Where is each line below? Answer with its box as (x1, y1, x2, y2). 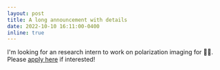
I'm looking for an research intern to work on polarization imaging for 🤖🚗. (7, 48, 213, 56)
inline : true (7, 29, 45, 36)
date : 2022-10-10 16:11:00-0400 (7, 23, 100, 30)
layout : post (7, 10, 45, 17)
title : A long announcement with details (7, 16, 128, 23)
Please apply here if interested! (7, 56, 96, 64)
